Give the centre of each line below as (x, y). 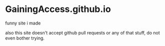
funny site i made (23, 23)
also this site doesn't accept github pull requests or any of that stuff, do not (82, 32)
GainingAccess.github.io (58, 9)
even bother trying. (25, 38)
